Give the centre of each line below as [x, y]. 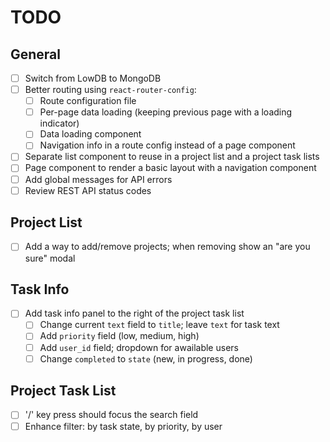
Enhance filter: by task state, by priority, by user [123, 426]
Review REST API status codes [88, 190]
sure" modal [50, 258]
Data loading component [90, 134]
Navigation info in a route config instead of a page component [167, 145]
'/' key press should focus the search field [111, 415]
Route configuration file [88, 101]
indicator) [59, 123]
